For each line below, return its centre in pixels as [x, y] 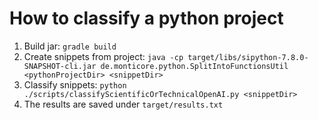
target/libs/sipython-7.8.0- [248, 57]
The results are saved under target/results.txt [123, 104]
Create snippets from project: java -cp [103, 56]
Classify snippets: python [75, 84]
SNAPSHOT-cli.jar [60, 66]
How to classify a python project [146, 18]
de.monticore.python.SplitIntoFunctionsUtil [194, 66]
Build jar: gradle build [70, 46]
